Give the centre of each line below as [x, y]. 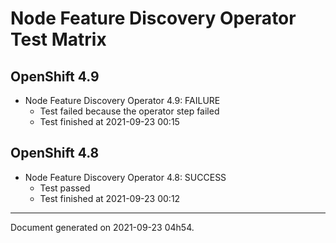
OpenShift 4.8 [55, 153]
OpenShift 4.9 [55, 76]
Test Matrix [58, 39]
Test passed [65, 188]
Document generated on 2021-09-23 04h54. [102, 227]
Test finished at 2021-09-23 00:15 [109, 121]
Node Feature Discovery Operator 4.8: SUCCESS [125, 177]
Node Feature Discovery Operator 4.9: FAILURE [122, 100]
